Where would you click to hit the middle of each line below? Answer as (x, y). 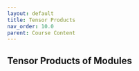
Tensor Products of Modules (70, 60)
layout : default (30, 13)
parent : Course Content (41, 33)
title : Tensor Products (41, 20)
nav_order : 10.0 (30, 26)
